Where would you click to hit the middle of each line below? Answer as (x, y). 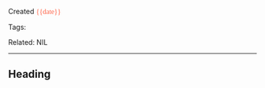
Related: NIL (28, 42)
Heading (30, 74)
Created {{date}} (35, 11)
